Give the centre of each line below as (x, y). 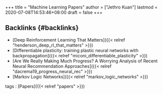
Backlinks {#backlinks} (42, 28)
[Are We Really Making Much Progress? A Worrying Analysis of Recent (85, 61)
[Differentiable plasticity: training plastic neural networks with (75, 50)
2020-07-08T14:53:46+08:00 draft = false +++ (54, 12)
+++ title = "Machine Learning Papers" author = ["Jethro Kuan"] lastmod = (81, 7)
